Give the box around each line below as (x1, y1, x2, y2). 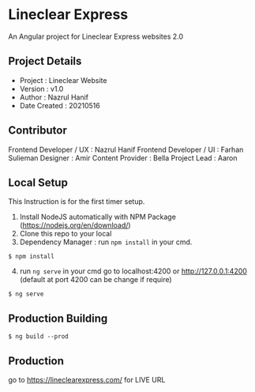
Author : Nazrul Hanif (19, 92, 89, 102)
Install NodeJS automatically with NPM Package (19, 212, 176, 222)
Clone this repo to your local (19, 229, 112, 239)
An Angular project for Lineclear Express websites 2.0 (8, 32, 184, 41)
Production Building (8, 311, 108, 325)
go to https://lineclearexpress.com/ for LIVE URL (8, 375, 166, 384)
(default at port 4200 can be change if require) (19, 275, 172, 285)
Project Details (8, 55, 82, 68)
